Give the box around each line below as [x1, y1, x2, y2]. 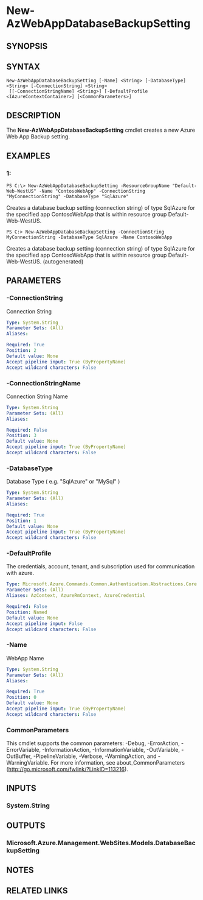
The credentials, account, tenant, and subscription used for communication [6, 563, 195, 570]
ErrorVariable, [6, 746, 41, 754]
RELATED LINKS [6, 885, 68, 896]
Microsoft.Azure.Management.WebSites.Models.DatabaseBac [6, 838, 196, 847]
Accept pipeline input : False [6, 620, 83, 627]
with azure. [6, 570, 35, 577]
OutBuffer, [6, 752, 32, 760]
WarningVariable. [6, 759, 50, 766]
